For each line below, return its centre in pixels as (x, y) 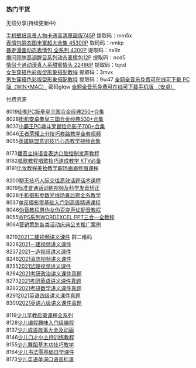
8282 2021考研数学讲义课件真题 (44, 288)
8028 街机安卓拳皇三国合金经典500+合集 (55, 119)
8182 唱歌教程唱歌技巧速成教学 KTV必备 (54, 161)
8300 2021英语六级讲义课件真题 (44, 303)
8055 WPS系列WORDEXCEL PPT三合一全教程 (61, 217)
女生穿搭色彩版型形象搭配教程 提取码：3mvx (60, 72)
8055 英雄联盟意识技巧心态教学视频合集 (54, 141)
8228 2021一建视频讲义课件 (39, 244)
